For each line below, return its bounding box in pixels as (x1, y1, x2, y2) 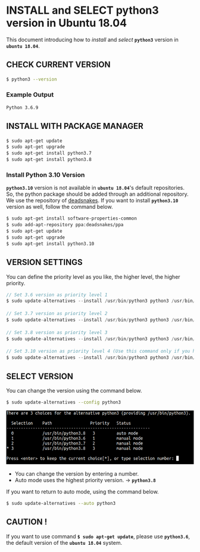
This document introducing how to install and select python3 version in (6, 36, 179, 43)
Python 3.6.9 (6, 104, 39, 110)
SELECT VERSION (6, 371, 73, 381)
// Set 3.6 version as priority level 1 (6, 292, 108, 298)
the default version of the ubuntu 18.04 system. (6, 539, 123, 546)
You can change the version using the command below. (6, 387, 142, 394)
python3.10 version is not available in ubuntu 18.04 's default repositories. (6, 184, 185, 192)
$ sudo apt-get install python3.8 (6, 156, 92, 163)
